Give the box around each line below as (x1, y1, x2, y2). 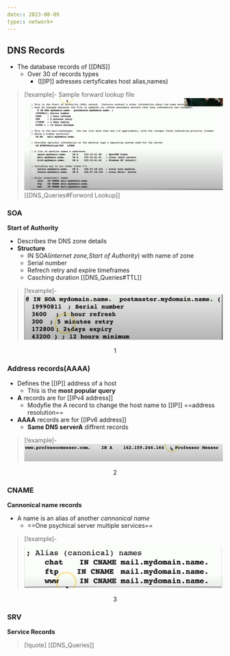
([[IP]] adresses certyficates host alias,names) (37, 77, 169, 86)
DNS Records (7, 45, 65, 56)
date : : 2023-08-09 (7, 11, 60, 18)
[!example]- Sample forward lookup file (23, 90, 135, 99)
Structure (16, 244, 46, 253)
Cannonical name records (7, 501, 82, 509)
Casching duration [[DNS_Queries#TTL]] (27, 274, 142, 282)
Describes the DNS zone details (16, 237, 107, 245)
